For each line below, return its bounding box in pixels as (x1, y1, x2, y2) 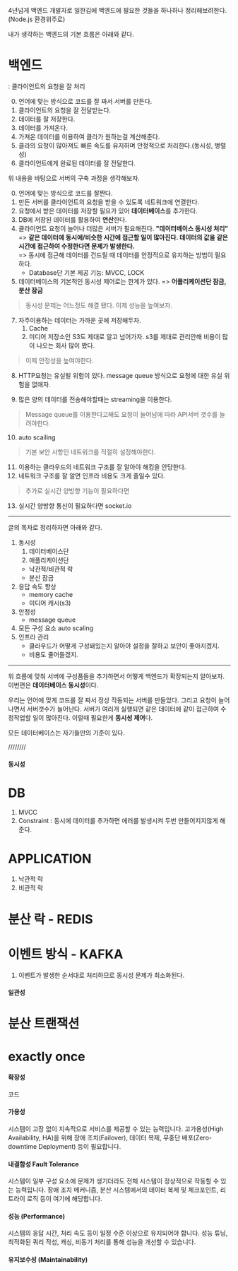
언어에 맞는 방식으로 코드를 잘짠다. (18, 189, 113, 197)
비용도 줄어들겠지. (28, 650, 78, 658)
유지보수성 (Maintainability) (8, 1255, 88, 1263)
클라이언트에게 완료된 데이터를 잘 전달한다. (18, 158, 136, 167)
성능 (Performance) (8, 1212, 66, 1220)
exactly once (8, 1048, 85, 1065)
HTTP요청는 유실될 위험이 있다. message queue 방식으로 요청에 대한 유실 (18, 371, 223, 379)
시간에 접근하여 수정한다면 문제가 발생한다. (18, 242, 135, 250)
